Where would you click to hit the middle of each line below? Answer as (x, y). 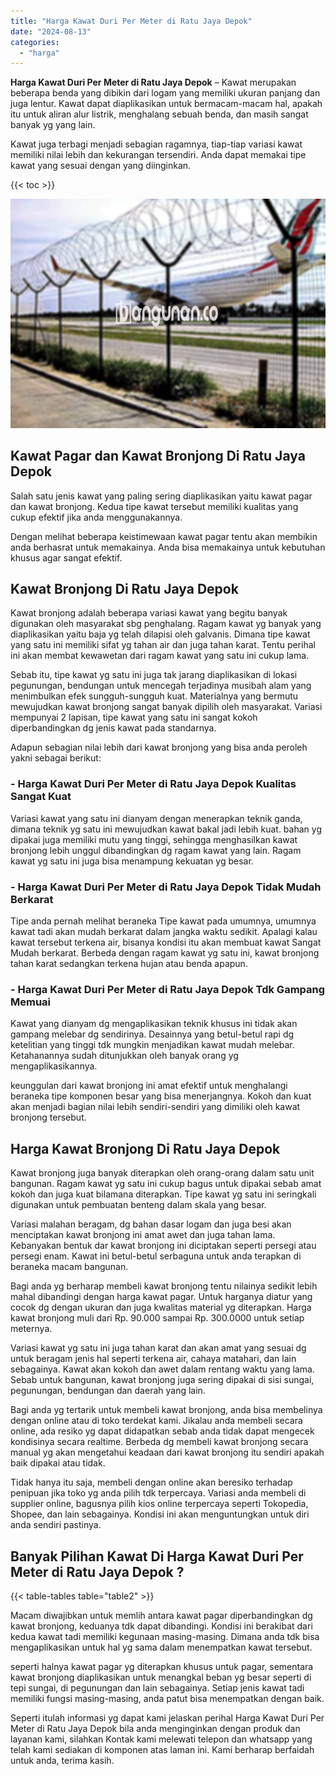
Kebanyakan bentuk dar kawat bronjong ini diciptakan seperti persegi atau (163, 1246)
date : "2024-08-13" (51, 31)
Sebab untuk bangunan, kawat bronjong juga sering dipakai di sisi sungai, (162, 1380)
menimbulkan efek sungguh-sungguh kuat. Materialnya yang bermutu (154, 696)
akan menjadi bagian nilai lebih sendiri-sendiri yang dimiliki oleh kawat (155, 1107)
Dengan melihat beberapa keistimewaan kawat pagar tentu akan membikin (164, 536)
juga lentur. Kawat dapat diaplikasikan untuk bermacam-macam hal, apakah (166, 104)
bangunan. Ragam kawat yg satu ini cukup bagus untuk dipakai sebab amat (166, 1184)
